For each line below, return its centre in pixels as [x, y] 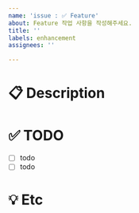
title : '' [25, 30]
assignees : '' [32, 45]
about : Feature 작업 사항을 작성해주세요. [70, 23]
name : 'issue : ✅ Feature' [54, 16]
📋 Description [57, 93]
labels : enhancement [42, 38]
